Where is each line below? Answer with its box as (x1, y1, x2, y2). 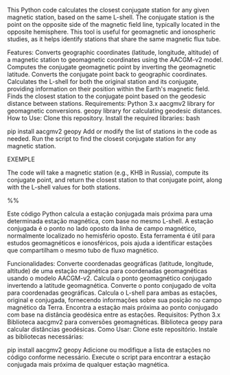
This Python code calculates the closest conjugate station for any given (7, 6, 209, 14)
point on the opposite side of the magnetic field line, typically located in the (7, 21, 220, 28)
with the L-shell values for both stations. (7, 183, 121, 191)
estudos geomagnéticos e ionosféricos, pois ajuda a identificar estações (7, 239, 213, 247)
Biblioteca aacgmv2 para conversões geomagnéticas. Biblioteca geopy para (7, 318, 223, 326)
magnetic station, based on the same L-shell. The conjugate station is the (7, 13, 215, 21)
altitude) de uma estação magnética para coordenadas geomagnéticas (7, 267, 208, 275)
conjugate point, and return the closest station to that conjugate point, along (7, 176, 222, 184)
